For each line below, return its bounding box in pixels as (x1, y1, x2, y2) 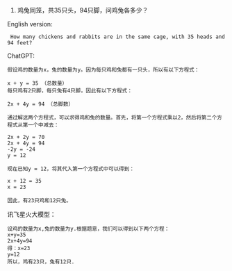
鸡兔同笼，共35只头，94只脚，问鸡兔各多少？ (17, 6, 149, 14)
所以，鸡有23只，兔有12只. (7, 258, 75, 265)
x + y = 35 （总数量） (7, 80, 68, 87)
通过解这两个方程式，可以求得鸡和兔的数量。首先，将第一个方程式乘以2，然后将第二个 (7, 114, 217, 121)
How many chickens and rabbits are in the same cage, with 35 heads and (10, 33, 226, 40)
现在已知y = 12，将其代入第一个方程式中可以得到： (7, 165, 135, 172)
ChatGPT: (7, 51, 35, 60)
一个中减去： (27, 122, 59, 129)
